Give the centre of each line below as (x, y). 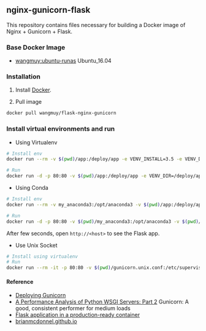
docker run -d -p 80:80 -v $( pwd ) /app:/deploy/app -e (77, 176)
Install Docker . (33, 90)
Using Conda (32, 188)
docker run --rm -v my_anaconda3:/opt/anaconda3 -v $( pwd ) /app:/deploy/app (105, 204)
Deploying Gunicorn (40, 295)
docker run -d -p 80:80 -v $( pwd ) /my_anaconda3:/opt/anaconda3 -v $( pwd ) (103, 221)
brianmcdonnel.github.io (46, 321)
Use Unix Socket (36, 245)
